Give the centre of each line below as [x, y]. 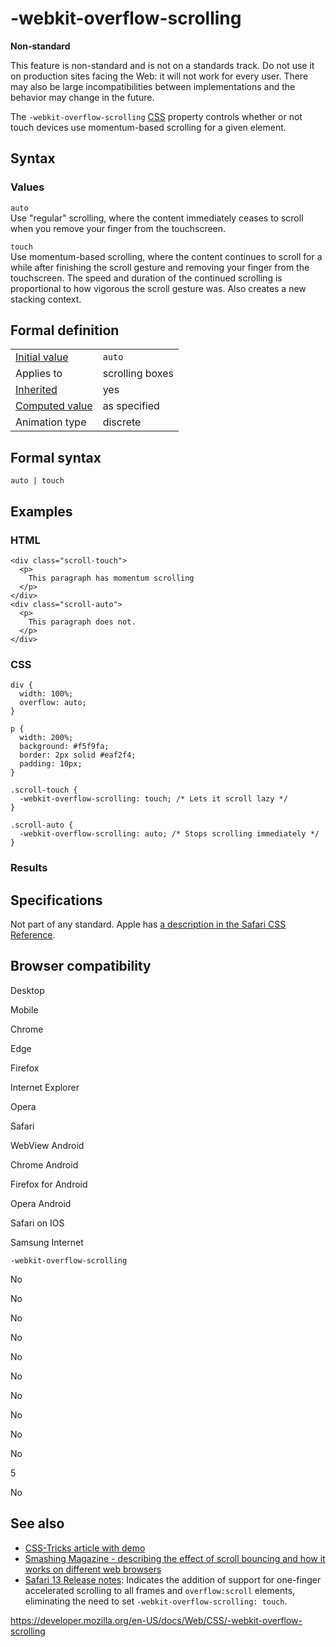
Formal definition [65, 330]
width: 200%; [46, 738]
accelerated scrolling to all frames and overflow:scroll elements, [160, 1590]
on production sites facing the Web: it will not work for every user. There [159, 76]
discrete [122, 422]
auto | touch [37, 481]
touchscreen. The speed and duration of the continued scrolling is [146, 278]
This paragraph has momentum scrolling [111, 578]
